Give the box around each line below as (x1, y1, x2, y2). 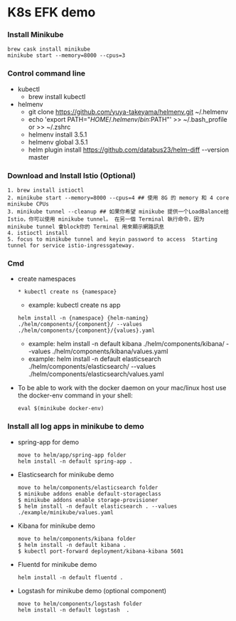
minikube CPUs (7, 201, 50, 208)
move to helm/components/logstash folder (17, 600, 142, 607)
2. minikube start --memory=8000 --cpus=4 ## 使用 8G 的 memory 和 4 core (7, 194, 230, 202)
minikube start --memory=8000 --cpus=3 (7, 52, 126, 59)
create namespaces (17, 275, 76, 283)
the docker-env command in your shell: (17, 391, 133, 400)
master (28, 152, 49, 161)
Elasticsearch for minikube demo (17, 470, 114, 479)
